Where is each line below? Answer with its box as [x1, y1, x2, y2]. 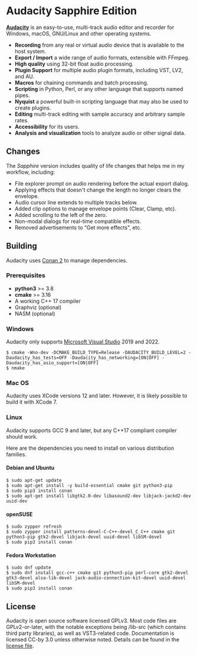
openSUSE [6, 510, 33, 518]
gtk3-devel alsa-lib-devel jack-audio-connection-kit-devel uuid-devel [6, 575, 186, 581]
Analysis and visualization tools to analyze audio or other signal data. [14, 129, 186, 137]
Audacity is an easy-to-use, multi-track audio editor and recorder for [6, 24, 175, 31]
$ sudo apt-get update [6, 477, 62, 483]
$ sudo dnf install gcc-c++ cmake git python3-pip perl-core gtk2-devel [6, 570, 189, 576]
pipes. [14, 92, 30, 99]
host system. [14, 47, 46, 54]
